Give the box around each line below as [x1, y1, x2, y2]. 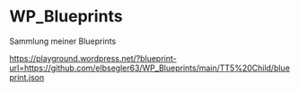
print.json [9, 71, 45, 82]
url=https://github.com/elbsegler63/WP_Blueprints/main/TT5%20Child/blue [9, 62, 290, 73]
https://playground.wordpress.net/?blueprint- [9, 53, 177, 63]
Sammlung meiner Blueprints [9, 36, 117, 46]
